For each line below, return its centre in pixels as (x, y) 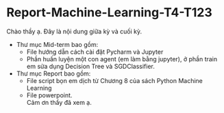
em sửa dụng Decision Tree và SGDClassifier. (90, 66)
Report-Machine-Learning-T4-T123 (110, 13)
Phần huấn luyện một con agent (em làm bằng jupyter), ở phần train (122, 59)
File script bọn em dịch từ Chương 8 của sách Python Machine (114, 80)
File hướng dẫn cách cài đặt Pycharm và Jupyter (95, 52)
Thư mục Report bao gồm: (53, 74)
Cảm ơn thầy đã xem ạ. (59, 102)
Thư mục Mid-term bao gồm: (57, 44)
